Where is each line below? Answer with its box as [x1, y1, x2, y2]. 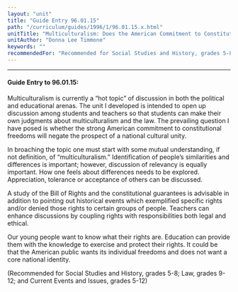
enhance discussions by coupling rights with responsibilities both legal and [7, 211, 227, 220]
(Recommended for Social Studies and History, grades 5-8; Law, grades [7, 269, 217, 278]
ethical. [7, 219, 29, 228]
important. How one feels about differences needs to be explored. [7, 168, 200, 177]
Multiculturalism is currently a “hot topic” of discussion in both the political [7, 94, 225, 103]
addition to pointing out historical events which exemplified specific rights [7, 197, 223, 205]
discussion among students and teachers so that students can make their [7, 109, 222, 117]
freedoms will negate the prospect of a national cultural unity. [7, 132, 187, 140]
